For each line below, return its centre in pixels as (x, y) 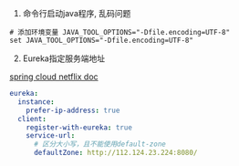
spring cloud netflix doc (54, 77)
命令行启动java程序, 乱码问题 (77, 13)
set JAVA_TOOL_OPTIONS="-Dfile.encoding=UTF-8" (102, 40)
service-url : (51, 136)
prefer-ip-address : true (73, 110)
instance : (36, 102)
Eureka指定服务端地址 (64, 58)
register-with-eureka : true (79, 127)
